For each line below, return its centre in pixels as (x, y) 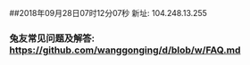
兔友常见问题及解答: (52, 38)
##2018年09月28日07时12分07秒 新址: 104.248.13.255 (108, 13)
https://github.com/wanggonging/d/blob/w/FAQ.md (125, 50)
